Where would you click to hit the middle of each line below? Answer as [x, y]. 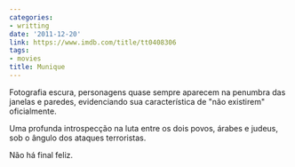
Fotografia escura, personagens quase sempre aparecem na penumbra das [147, 92]
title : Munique [37, 68]
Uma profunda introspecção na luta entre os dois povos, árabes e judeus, [144, 128]
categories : [31, 17]
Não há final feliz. [41, 155]
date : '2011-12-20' [45, 34]
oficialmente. [33, 111]
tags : [19, 51]
